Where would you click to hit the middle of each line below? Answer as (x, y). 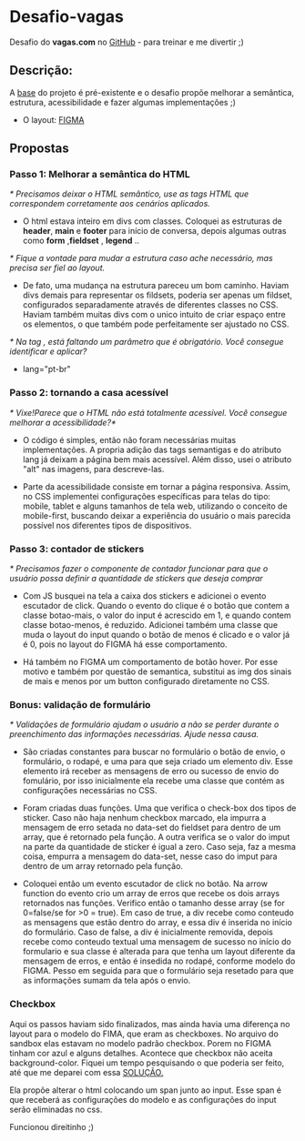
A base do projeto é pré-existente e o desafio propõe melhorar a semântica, (152, 92)
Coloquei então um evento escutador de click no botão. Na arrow (145, 884)
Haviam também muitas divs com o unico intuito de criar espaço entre (154, 315)
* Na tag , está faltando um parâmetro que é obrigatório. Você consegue (147, 342)
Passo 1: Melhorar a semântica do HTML (100, 175)
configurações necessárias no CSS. (90, 791)
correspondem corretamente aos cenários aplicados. (110, 204)
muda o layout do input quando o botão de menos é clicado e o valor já (156, 635)
